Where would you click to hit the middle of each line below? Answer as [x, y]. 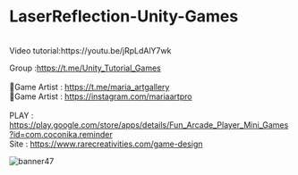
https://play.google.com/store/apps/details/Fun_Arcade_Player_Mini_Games [149, 125]
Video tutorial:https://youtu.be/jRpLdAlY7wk [90, 50]
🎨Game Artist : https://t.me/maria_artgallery [89, 87]
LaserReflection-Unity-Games [124, 17]
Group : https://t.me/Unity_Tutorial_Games [85, 68]
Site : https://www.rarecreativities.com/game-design [106, 144]
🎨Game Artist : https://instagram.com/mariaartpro [101, 96]
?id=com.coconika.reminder [61, 134]
